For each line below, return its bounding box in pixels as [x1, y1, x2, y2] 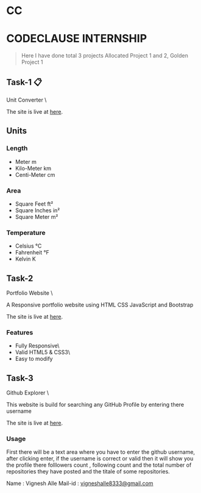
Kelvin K [15, 255, 37, 263]
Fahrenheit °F [15, 249, 50, 256]
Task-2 [6, 273, 33, 283]
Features [6, 328, 33, 336]
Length [6, 144, 28, 153]
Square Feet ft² [15, 200, 54, 207]
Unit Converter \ [6, 96, 47, 103]
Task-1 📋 [6, 77, 43, 87]
